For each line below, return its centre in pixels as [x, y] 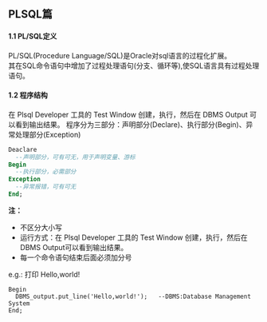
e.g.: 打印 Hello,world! [44, 274]
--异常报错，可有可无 [46, 187]
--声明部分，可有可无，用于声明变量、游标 [75, 157]
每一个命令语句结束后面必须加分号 [76, 257]
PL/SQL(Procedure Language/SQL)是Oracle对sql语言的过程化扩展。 [120, 55]
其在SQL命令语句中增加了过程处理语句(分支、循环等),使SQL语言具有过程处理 [134, 66]
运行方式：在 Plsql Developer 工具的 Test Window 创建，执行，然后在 [134, 237]
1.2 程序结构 [28, 95]
